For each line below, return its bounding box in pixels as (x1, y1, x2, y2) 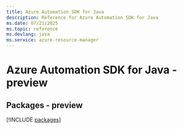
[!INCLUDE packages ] (6, 116, 61, 123)
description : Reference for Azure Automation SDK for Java (6, 15, 159, 21)
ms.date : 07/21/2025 (6, 20, 59, 26)
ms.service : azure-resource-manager (6, 37, 99, 43)
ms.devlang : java (6, 31, 50, 38)
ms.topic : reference (6, 25, 59, 32)
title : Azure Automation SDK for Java (6, 8, 104, 15)
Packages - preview (6, 100, 83, 110)
